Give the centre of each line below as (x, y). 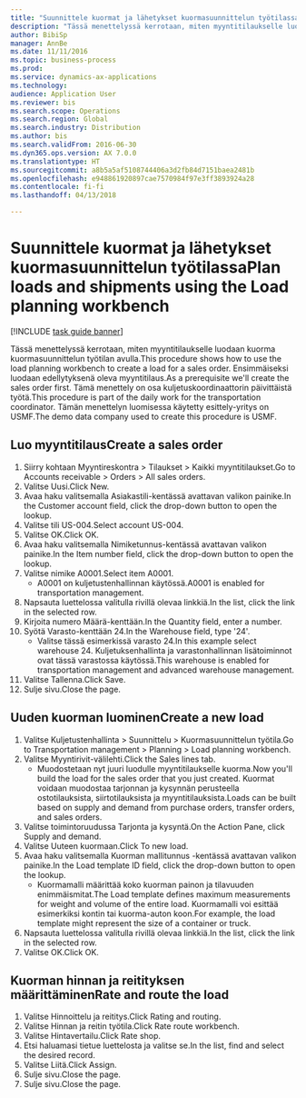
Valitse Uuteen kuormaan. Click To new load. (106, 845)
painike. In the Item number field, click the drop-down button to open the (158, 554)
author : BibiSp (39, 35)
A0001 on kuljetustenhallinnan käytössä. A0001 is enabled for (151, 583)
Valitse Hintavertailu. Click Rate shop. (92, 1036)
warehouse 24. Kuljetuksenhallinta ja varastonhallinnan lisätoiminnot (164, 650)
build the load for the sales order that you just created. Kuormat (156, 778)
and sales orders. (69, 817)
